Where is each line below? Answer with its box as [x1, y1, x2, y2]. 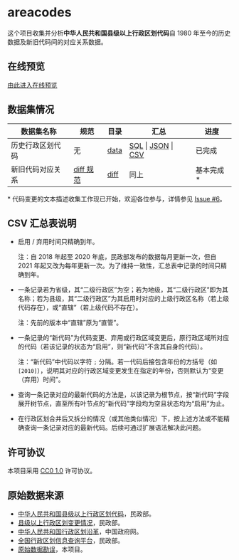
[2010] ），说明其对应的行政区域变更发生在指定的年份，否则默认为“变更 [17, 366, 224, 375]
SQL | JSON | [129, 140, 174, 150]
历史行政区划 [11, 140, 55, 150]
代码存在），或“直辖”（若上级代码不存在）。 [17, 303, 142, 312]
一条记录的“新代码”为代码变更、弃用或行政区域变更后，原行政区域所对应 [17, 334, 230, 342]
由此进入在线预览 [7, 80, 58, 89]
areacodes [7, 4, 72, 21]
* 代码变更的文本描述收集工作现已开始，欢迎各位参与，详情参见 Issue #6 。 [7, 194, 226, 203]
